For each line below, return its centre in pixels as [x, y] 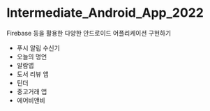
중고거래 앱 [32, 91]
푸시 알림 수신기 [38, 47]
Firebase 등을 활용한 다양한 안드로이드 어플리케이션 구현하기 [89, 33]
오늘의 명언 [32, 57]
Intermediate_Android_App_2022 [105, 13]
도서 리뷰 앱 [33, 74]
